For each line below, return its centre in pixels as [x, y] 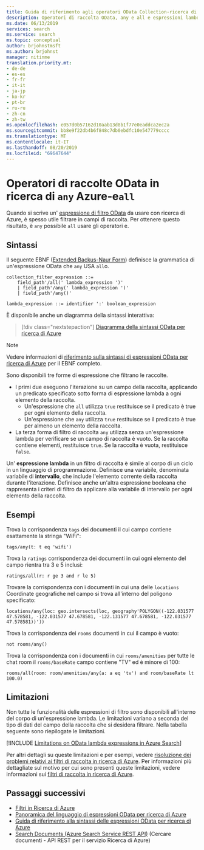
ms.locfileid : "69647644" [39, 153]
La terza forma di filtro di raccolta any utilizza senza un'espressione [99, 432]
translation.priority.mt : [39, 63]
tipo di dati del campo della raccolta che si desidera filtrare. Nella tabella [97, 725]
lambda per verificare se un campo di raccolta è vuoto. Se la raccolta [101, 439]
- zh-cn [16, 114]
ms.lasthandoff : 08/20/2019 [42, 147]
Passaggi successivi [46, 793]
